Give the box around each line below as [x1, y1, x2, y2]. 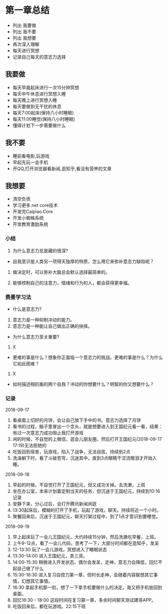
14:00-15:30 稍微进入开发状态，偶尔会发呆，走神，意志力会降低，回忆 [12, 559, 158, 566]
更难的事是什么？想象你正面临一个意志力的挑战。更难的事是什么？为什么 [12, 354, 163, 360]
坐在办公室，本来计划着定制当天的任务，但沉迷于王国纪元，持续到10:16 [12, 488, 160, 494]
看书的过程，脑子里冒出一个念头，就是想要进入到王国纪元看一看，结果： [12, 424, 163, 430]
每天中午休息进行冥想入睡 [12, 90, 66, 96]
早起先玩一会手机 [12, 159, 48, 165]
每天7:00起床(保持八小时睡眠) [12, 110, 74, 116]
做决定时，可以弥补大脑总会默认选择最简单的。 [12, 269, 110, 275]
